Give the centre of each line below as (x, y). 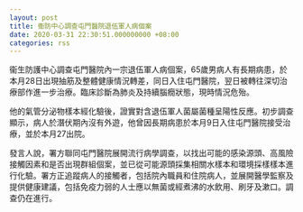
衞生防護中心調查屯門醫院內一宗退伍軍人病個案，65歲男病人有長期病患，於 (148, 69)
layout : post (34, 18)
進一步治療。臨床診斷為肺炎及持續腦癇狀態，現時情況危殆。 (143, 92)
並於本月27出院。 (57, 134)
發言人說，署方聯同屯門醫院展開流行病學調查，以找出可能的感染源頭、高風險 (151, 153)
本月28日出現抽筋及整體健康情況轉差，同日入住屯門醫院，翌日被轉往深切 (145, 81)
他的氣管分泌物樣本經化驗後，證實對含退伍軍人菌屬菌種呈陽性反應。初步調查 (151, 111)
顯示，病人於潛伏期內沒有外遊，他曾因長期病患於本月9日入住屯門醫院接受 (146, 123)
